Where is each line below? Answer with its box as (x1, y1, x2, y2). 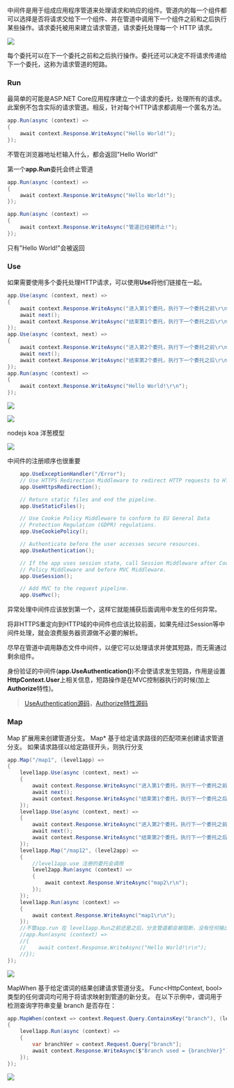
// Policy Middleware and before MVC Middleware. (19, 566, 167, 573)
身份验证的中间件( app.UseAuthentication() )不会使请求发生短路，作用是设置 (7, 667, 226, 676)
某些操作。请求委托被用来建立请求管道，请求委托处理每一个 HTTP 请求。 (7, 24, 217, 31)
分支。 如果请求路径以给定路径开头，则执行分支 (7, 743, 143, 751)
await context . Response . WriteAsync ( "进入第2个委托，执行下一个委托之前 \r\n (19, 344, 228, 351)
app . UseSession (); (19, 573, 73, 580)
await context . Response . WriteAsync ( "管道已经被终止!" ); (19, 224, 178, 231)
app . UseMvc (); (19, 591, 61, 599)
